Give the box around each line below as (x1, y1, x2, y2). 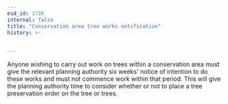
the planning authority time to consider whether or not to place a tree (7, 82, 203, 90)
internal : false (7, 16, 54, 23)
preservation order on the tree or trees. (7, 90, 118, 98)
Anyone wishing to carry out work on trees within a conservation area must (7, 60, 220, 68)
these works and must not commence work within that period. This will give (7, 75, 221, 83)
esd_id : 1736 (7, 10, 45, 17)
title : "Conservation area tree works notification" (7, 23, 161, 29)
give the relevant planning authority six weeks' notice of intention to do (7, 68, 208, 76)
